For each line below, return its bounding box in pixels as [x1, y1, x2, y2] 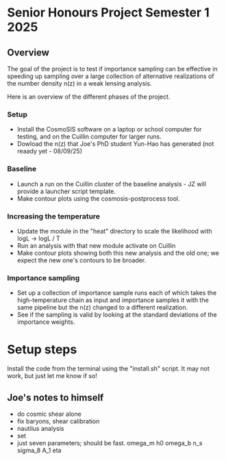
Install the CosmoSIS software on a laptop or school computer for [16, 125, 202, 134]
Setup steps [7, 342, 77, 358]
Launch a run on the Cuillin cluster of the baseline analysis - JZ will [16, 179, 207, 188]
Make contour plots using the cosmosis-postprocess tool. [16, 194, 180, 203]
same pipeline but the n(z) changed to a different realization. [16, 303, 188, 312]
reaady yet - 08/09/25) [16, 147, 83, 155]
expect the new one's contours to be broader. [16, 256, 147, 264]
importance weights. [16, 318, 75, 326]
